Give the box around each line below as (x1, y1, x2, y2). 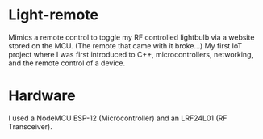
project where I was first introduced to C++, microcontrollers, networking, (8, 49, 254, 59)
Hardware (8, 86, 76, 105)
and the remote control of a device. (8, 58, 126, 68)
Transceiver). (8, 121, 52, 131)
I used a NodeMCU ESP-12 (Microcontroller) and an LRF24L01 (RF (8, 113, 228, 123)
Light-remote (8, 6, 99, 24)
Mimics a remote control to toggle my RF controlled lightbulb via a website (8, 32, 255, 42)
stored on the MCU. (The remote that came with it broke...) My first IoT (8, 40, 243, 50)
